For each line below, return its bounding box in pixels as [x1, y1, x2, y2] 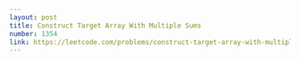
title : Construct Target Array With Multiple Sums [9, 21, 202, 30]
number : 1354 [9, 29, 58, 38]
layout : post [9, 12, 58, 22]
